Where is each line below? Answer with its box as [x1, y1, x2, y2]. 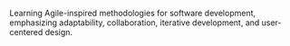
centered [9, 27, 43, 37]
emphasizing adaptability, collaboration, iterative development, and [9, 17, 260, 28]
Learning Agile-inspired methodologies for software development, [9, 8, 256, 18]
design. [44, 27, 73, 37]
